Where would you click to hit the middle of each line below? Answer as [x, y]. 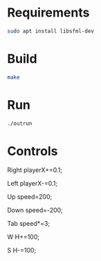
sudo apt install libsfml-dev [51, 31]
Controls [33, 151]
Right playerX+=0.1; [35, 170]
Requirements [48, 13]
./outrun [20, 123]
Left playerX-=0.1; [32, 184]
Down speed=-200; [35, 210]
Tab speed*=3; [29, 224]
